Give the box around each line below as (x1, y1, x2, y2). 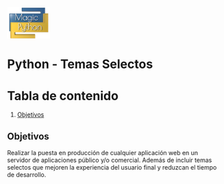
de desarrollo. (7, 171, 47, 179)
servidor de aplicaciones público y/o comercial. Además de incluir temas (7, 156, 212, 164)
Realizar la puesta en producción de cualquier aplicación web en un (7, 149, 199, 157)
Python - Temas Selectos (7, 56, 153, 72)
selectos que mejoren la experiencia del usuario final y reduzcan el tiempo (7, 163, 217, 172)
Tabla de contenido (7, 88, 119, 104)
